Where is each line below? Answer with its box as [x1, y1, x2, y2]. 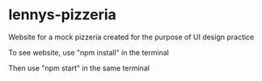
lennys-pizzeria [8, 6, 117, 24]
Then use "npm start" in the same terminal [8, 63, 150, 73]
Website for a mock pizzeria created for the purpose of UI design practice [8, 32, 255, 42]
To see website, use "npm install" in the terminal [8, 47, 170, 57]
